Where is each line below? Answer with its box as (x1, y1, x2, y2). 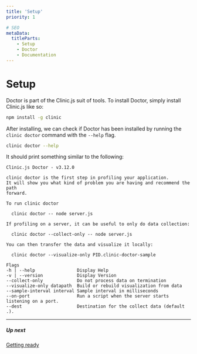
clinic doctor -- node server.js (11, 211, 93, 217)
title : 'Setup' (6, 8, 43, 15)
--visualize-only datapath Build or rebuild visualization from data (6, 283, 182, 289)
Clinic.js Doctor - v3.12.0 (6, 165, 75, 171)
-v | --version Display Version (6, 273, 117, 279)
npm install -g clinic (6, 114, 62, 121)
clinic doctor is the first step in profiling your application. (6, 175, 169, 181)
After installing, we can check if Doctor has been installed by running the (6, 125, 182, 132)
